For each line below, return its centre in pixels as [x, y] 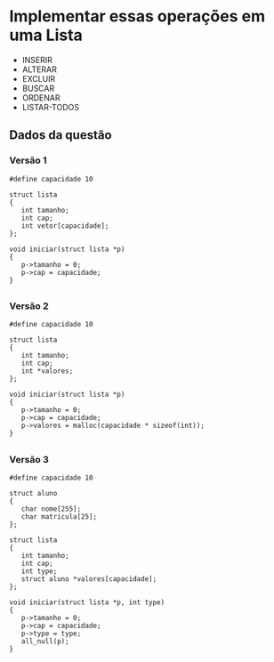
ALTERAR [40, 69]
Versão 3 [29, 459]
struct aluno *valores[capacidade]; [89, 579]
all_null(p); [45, 642]
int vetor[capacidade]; [65, 226]
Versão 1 [28, 160]
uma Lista [46, 35]
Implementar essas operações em [137, 16]
